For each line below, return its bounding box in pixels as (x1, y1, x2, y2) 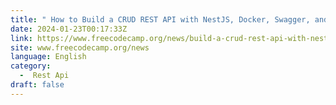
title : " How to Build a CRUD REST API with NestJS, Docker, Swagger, (10, 14, 311, 25)
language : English (10, 52, 87, 62)
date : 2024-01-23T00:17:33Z (10, 24, 128, 34)
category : (10, 61, 52, 71)
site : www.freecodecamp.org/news (10, 42, 150, 53)
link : (10, 33, 33, 43)
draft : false (10, 80, 65, 90)
